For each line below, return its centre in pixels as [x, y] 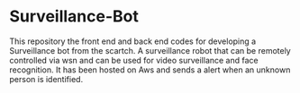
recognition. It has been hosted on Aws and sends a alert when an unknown [150, 70]
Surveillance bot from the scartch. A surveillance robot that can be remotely [150, 50]
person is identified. [46, 79]
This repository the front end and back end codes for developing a [133, 41]
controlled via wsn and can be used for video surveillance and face [134, 60]
